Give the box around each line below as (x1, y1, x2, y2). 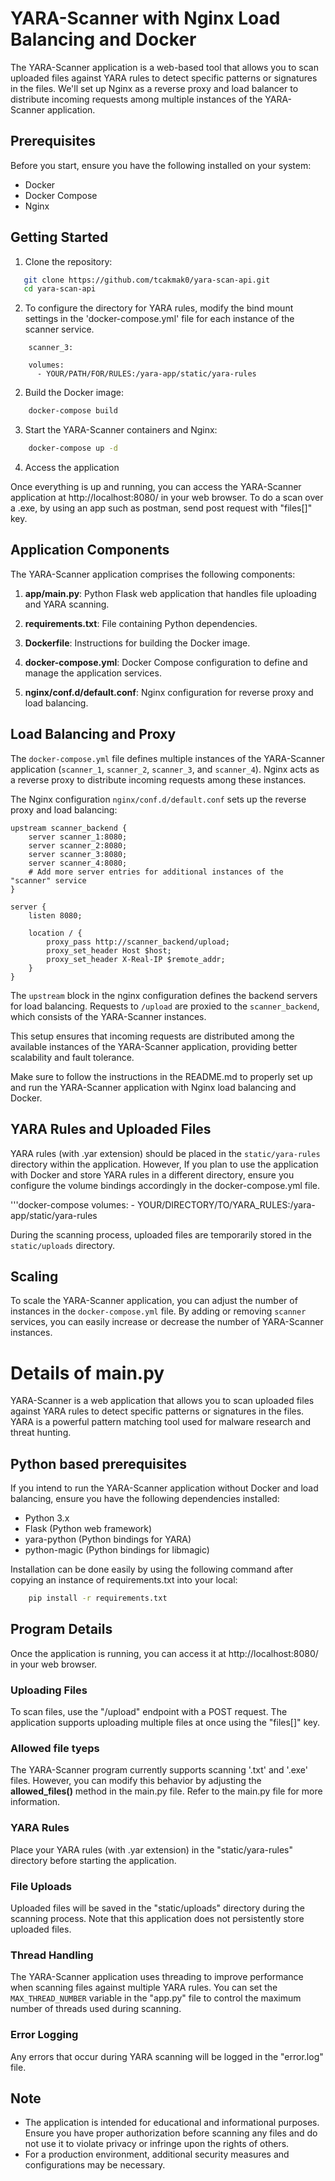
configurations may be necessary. (24, 2159, 166, 2171)
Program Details (10, 1621, 113, 1638)
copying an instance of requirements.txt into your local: (10, 1574, 238, 1586)
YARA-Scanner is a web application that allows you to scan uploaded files (10, 1395, 315, 1407)
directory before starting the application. (10, 1854, 177, 1866)
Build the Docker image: (24, 387, 125, 399)
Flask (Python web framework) (24, 1523, 153, 1535)
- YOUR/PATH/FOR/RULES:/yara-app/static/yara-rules (36, 369, 257, 379)
